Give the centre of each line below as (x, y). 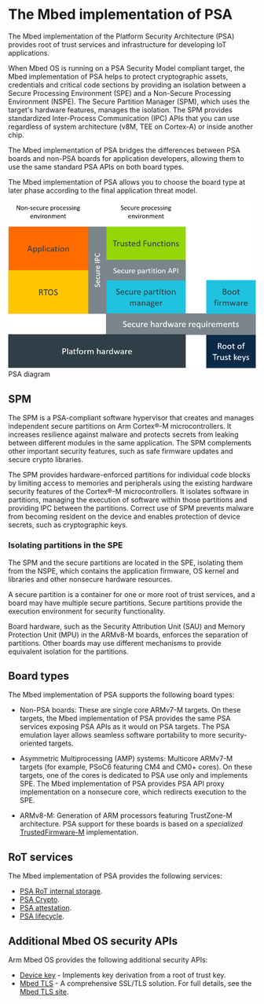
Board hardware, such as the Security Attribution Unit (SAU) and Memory (127, 626)
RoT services (40, 857)
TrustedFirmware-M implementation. (79, 832)
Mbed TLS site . (44, 992)
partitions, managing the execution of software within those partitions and (128, 500)
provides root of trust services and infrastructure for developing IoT (117, 44)
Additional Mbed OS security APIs (93, 941)
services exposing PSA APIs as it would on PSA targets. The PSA (125, 727)
